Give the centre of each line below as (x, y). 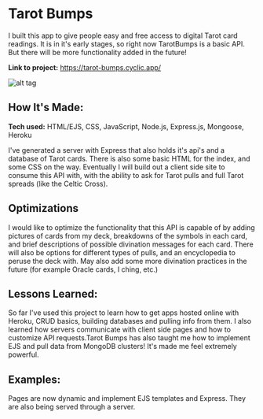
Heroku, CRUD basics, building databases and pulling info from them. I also (130, 321)
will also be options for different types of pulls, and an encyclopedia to (122, 252)
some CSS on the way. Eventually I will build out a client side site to (117, 167)
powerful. (24, 354)
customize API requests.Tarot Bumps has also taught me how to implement (130, 338)
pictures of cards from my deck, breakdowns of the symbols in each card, (128, 235)
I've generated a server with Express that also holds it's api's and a (117, 150)
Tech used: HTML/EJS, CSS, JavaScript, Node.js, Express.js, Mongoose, (126, 126)
